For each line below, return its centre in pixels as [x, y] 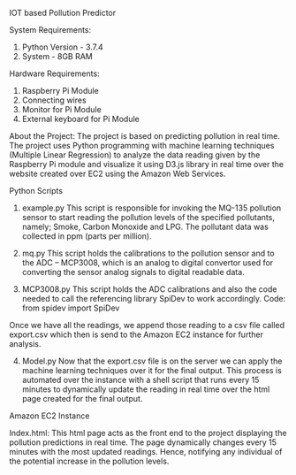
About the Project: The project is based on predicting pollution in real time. [144, 136]
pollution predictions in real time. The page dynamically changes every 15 [143, 442]
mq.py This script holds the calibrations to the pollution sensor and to [148, 253]
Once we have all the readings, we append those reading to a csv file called [147, 325]
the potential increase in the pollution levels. [89, 461]
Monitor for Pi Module [61, 109]
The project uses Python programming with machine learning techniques [142, 146]
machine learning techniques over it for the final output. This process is [152, 370]
